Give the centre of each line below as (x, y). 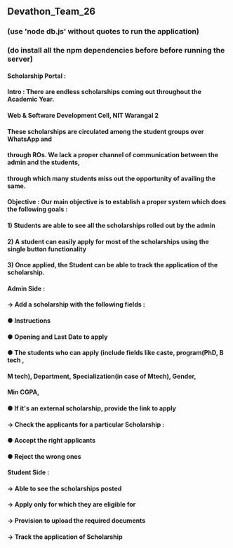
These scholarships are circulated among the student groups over (106, 131)
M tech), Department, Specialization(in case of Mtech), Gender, (102, 376)
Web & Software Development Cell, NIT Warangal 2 (83, 116)
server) (20, 59)
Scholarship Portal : (37, 76)
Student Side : (28, 472)
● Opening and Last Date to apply (58, 337)
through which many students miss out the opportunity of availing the (112, 178)
